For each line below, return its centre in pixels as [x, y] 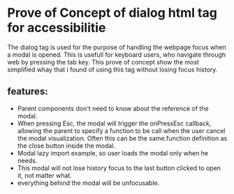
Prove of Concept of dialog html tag [112, 13]
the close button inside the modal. [66, 146]
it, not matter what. [44, 175]
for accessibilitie [57, 28]
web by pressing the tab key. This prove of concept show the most [103, 62]
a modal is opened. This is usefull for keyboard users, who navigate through [117, 55]
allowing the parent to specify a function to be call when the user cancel [121, 130]
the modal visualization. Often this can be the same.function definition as [122, 138]
